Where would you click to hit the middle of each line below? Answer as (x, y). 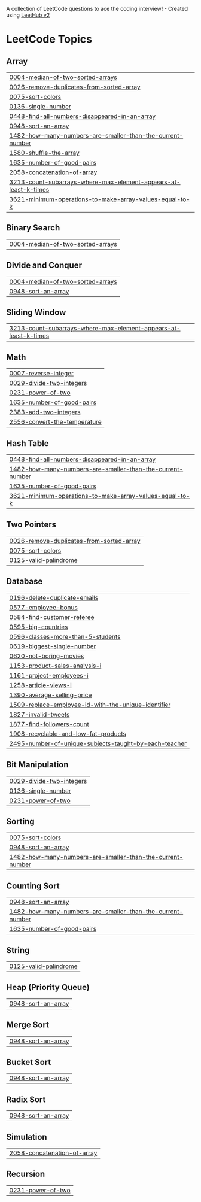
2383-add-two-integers (45, 412)
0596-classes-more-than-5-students (65, 636)
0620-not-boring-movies (47, 656)
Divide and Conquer (44, 265)
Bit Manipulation (37, 765)
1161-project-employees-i (49, 675)
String (18, 950)
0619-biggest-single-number (53, 646)
